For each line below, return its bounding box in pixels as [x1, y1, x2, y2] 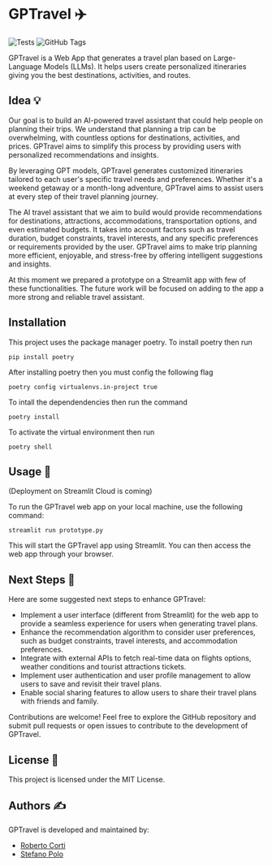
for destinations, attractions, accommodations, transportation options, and [8, 215, 257, 226]
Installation [8, 316, 67, 330]
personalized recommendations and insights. [8, 149, 159, 159]
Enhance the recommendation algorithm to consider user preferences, [19, 627, 256, 637]
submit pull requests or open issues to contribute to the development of [8, 721, 248, 730]
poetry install [8, 413, 60, 421]
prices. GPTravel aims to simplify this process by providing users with [8, 141, 241, 151]
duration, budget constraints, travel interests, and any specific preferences [8, 233, 258, 243]
